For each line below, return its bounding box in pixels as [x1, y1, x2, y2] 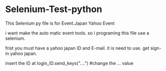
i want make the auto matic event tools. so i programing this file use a [5, 30, 149, 36]
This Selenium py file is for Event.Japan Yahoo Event [5, 20, 115, 26]
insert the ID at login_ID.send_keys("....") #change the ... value [5, 60, 134, 66]
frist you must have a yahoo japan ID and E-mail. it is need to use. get [5, 45, 150, 51]
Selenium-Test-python [5, 4, 102, 15]
